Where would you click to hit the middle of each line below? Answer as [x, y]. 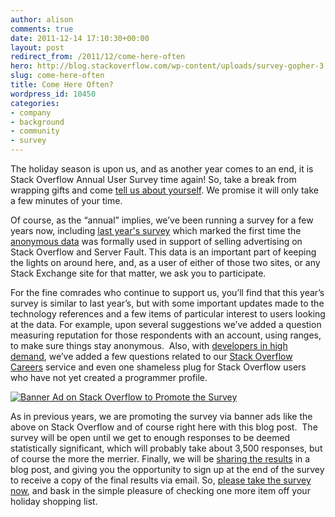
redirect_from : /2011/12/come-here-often [98, 57]
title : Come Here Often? [62, 85]
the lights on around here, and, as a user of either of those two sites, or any [165, 262]
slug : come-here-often [57, 76]
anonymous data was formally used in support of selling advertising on [156, 241]
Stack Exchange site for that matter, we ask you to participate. [138, 273]
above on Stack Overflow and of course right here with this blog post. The [164, 427]
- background [37, 122]
